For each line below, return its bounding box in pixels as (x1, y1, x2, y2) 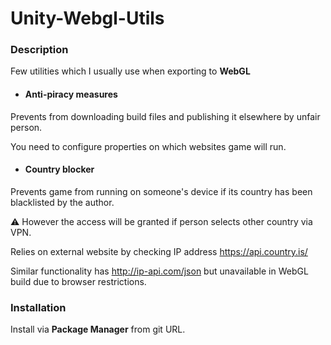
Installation (10, 300, 67, 314)
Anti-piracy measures (24, 88, 118, 101)
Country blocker (24, 163, 95, 176)
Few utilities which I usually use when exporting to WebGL (10, 65, 251, 77)
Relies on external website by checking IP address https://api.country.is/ (10, 245, 308, 257)
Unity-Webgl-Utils (10, 7, 165, 30)
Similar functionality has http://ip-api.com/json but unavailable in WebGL (10, 265, 309, 277)
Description (10, 43, 69, 57)
